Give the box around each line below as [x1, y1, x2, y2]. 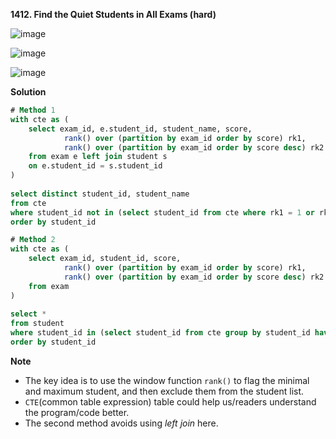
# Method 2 [10, 235, 56, 245]
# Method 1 [10, 105, 56, 115]
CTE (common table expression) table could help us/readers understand [24, 395, 317, 408]
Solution [10, 86, 47, 98]
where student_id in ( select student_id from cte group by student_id [10, 328, 311, 338]
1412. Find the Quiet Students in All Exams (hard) [10, 9, 217, 20]
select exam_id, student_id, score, [28, 254, 182, 264]
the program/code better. [24, 406, 130, 418]
